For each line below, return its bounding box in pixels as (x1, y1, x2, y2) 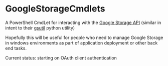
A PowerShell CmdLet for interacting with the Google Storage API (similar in (5, 19, 161, 25)
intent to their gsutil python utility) (5, 24, 75, 30)
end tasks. (5, 45, 27, 51)
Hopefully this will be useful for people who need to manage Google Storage (5, 34, 163, 40)
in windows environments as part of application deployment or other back (5, 39, 158, 45)
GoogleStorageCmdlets (5, 3, 105, 14)
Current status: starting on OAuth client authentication (5, 54, 117, 60)
